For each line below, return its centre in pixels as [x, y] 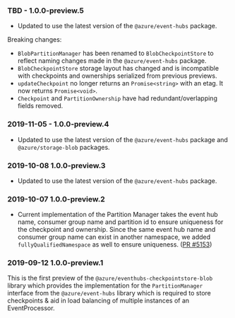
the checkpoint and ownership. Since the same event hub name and [116, 230]
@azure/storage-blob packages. [64, 147]
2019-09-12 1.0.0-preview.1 [55, 263]
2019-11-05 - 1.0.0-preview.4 [58, 124]
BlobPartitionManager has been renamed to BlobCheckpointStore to [115, 53]
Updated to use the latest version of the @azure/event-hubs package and [122, 139]
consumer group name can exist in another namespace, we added [114, 237]
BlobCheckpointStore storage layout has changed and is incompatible [118, 69]
